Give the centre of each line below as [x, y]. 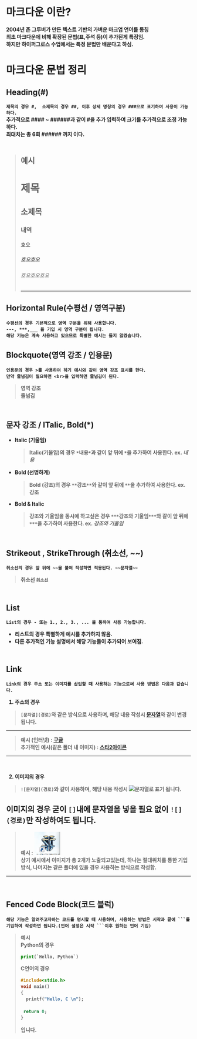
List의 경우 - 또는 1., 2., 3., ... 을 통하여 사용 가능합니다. [76, 623]
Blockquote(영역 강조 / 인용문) [59, 355]
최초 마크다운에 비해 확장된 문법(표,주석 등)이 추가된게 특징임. [75, 36]
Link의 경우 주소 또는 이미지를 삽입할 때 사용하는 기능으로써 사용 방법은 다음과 [90, 684]
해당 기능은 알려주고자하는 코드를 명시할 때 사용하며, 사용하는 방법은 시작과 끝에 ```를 [98, 920]
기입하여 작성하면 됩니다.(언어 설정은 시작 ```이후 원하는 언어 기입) [79, 926]
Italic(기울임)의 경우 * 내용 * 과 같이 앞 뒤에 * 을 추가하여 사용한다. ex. [106, 453]
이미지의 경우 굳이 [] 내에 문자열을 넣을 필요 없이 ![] [94, 809]
